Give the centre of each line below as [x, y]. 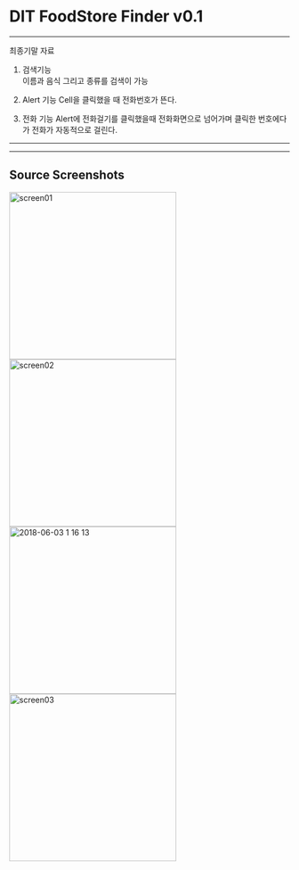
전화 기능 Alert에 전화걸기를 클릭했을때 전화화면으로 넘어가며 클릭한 [139, 119]
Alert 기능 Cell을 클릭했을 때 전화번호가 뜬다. [100, 99]
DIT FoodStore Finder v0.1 [106, 17]
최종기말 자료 [32, 50]
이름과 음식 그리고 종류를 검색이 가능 [85, 80]
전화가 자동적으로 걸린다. [75, 129]
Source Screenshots [67, 175]
